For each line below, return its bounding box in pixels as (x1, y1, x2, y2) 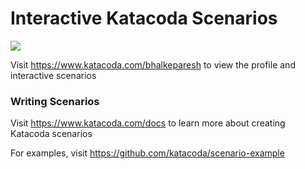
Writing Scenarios (10, 94, 100, 108)
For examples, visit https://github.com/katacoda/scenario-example (10, 147, 285, 159)
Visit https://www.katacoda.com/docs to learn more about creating (10, 117, 286, 129)
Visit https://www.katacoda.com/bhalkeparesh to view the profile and (10, 58, 296, 71)
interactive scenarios (10, 69, 97, 81)
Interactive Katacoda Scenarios (10, 7, 278, 30)
